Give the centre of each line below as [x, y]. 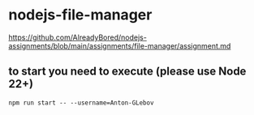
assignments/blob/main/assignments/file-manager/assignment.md [120, 45]
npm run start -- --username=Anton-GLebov [81, 103]
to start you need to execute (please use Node [127, 72]
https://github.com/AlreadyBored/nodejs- [78, 37]
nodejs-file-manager [80, 15]
